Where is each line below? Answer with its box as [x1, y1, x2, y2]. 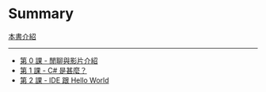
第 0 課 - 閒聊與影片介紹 [19, 56, 98, 65]
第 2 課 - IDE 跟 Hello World [19, 75, 109, 85]
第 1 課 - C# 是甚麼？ [19, 65, 87, 75]
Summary [8, 5, 74, 23]
